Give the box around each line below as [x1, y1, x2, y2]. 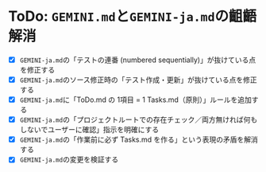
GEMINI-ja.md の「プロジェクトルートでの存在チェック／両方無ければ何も [19, 115, 258, 124]
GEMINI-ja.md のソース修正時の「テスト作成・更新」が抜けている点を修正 [19, 75, 257, 84]
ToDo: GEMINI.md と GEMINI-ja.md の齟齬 [8, 7, 256, 25]
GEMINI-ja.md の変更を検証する [19, 154, 119, 164]
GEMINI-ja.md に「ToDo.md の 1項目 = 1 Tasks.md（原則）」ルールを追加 [19, 95, 252, 104]
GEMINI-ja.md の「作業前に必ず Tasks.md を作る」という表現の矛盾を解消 [19, 135, 258, 144]
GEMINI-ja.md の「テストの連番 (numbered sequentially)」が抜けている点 [19, 55, 256, 64]
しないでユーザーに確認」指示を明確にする [19, 125, 160, 135]
